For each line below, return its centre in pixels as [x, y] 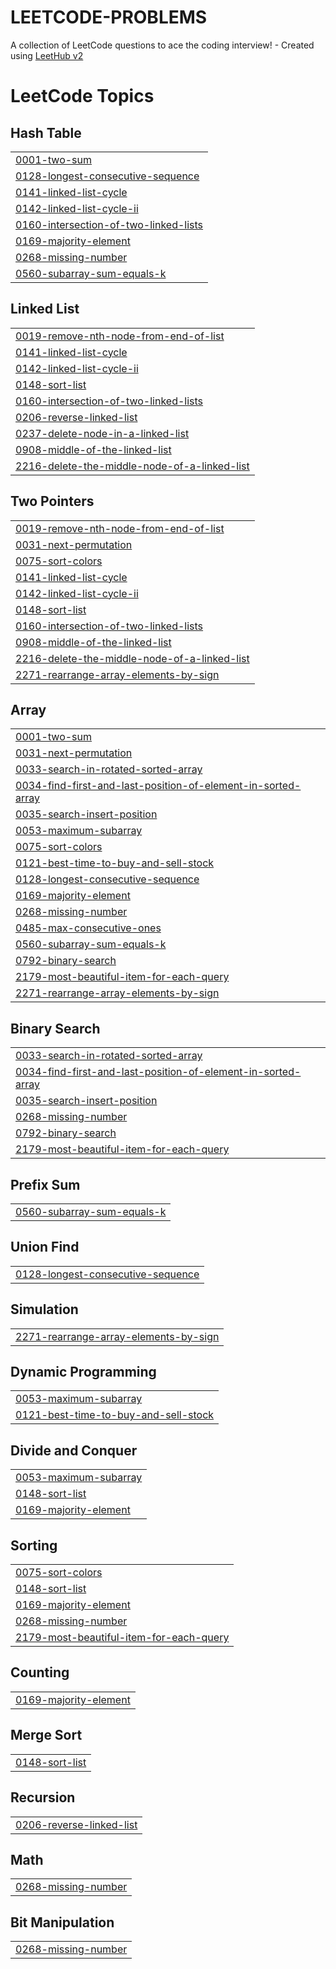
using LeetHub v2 [47, 55]
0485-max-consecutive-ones [88, 928]
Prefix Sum [45, 1184]
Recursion [43, 1797]
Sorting [34, 1545]
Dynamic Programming [83, 1372]
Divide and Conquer [74, 1450]
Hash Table [46, 132]
